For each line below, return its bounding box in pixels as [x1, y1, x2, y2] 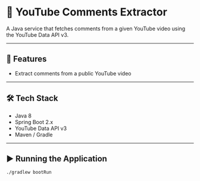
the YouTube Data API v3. [6, 31, 69, 38]
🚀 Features [6, 54, 47, 64]
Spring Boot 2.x [14, 118, 54, 125]
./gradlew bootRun [6, 169, 52, 176]
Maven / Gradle [14, 131, 53, 138]
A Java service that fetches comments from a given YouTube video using [6, 25, 186, 32]
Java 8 [14, 112, 32, 119]
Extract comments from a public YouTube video [14, 69, 132, 77]
